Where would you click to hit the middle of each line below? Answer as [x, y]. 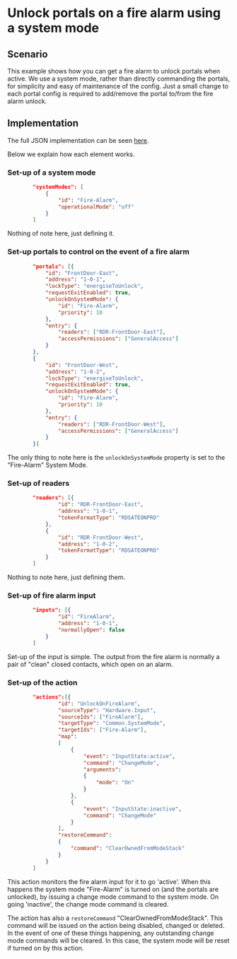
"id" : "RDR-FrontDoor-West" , [100, 537]
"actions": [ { [52, 697]
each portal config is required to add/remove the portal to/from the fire [110, 94]
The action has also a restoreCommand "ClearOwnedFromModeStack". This [115, 918]
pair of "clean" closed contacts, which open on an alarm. [90, 664]
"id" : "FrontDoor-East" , [82, 273]
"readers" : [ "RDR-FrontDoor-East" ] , [112, 332]
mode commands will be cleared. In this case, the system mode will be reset [118, 940]
